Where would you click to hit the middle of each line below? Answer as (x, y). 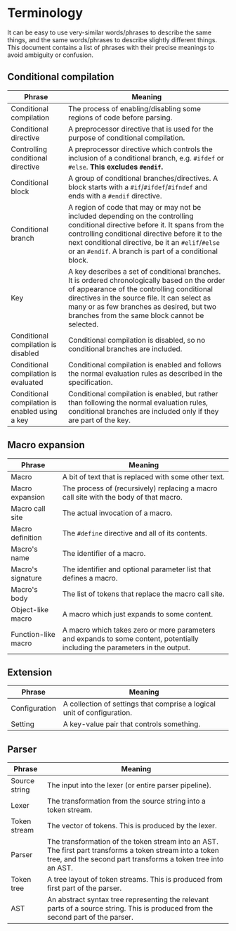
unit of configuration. (97, 713)
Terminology (45, 13)
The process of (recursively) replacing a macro (140, 488)
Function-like (33, 634)
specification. (90, 382)
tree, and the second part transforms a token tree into (135, 859)
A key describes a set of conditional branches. (144, 271)
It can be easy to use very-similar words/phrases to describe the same (110, 32)
